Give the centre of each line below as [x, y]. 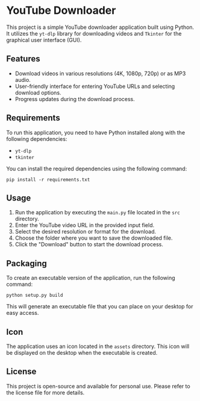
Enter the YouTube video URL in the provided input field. [85, 225]
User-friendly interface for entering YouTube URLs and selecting [95, 86]
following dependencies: [37, 138]
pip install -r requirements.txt [48, 179]
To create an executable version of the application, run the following [91, 278]
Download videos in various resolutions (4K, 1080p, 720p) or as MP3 [100, 73]
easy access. [23, 313]
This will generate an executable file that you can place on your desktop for [100, 306]
